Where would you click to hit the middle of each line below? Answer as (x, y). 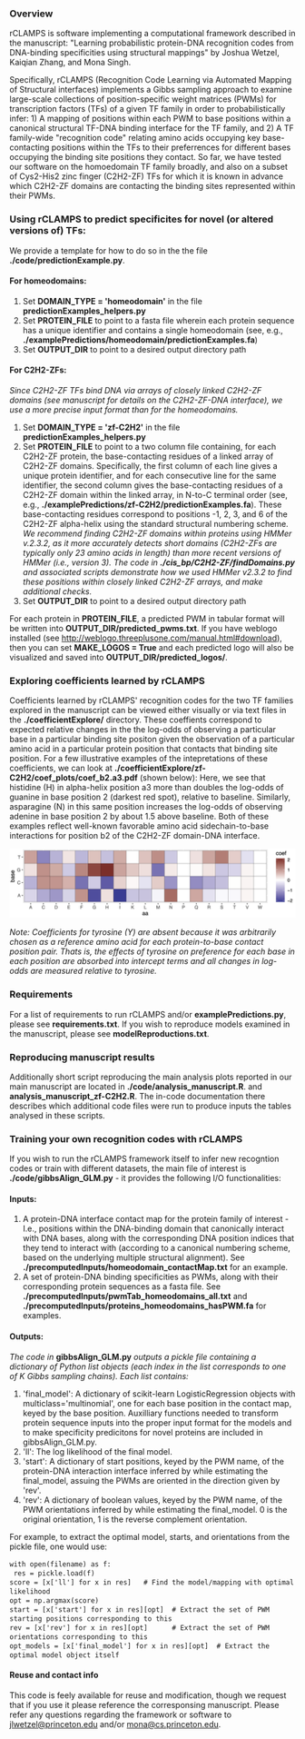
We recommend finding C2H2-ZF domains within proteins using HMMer (157, 533)
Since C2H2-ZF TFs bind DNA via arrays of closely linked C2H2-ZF (136, 390)
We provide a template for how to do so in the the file (109, 250)
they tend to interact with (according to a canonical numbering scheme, (156, 1248)
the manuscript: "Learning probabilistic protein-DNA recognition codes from (152, 43)
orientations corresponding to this (79, 1637)
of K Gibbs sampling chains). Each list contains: (99, 1376)
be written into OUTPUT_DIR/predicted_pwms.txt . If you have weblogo (143, 628)
